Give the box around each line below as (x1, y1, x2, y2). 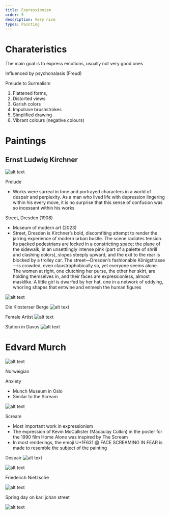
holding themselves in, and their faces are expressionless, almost (12, 273, 150, 279)
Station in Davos (5, 324, 40, 330)
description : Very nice (5, 17, 56, 22)
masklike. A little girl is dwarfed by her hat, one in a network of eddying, (12, 279, 164, 285)
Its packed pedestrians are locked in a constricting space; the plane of (12, 241, 161, 247)
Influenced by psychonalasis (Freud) (5, 70, 82, 76)
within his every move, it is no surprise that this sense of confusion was (12, 199, 163, 205)
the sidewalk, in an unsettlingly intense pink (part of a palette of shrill (12, 246, 158, 252)
